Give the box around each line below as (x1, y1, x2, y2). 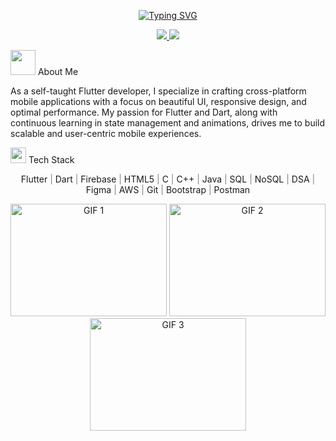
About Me (37, 66, 79, 77)
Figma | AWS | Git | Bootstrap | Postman (85, 184, 251, 195)
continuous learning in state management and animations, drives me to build (10, 117, 326, 129)
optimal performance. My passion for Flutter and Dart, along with (10, 106, 278, 118)
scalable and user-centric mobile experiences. (10, 128, 202, 139)
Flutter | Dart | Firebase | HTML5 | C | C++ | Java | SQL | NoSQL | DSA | (20, 173, 316, 185)
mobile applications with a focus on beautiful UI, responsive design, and (10, 96, 307, 107)
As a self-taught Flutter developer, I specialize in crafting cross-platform (10, 85, 307, 97)
